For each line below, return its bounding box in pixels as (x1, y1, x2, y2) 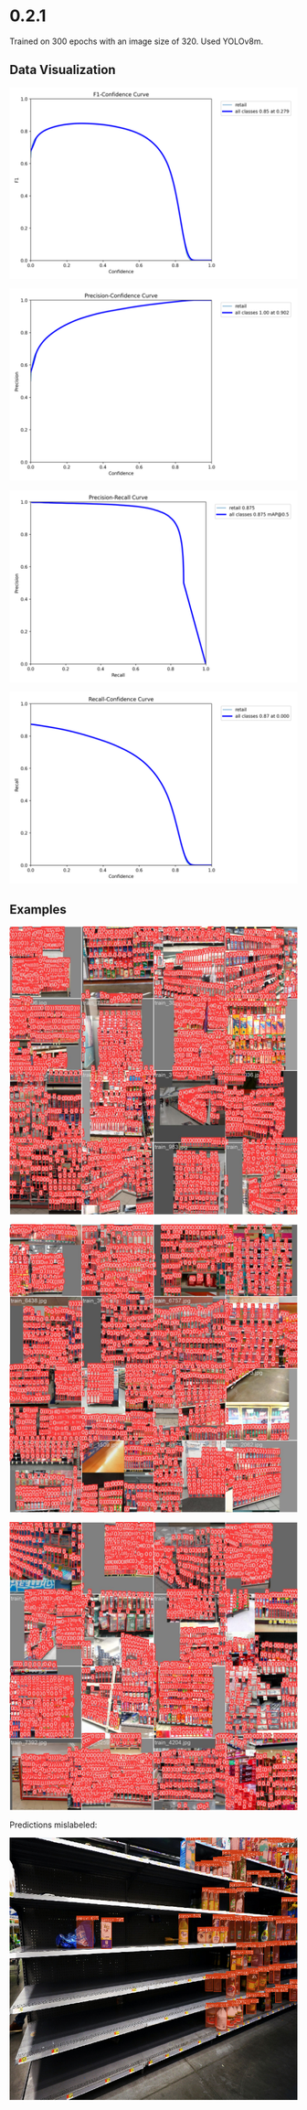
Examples (9, 902, 67, 917)
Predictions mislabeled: (9, 1819, 98, 1830)
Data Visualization (9, 62, 116, 78)
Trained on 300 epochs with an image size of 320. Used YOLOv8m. (9, 36, 264, 47)
